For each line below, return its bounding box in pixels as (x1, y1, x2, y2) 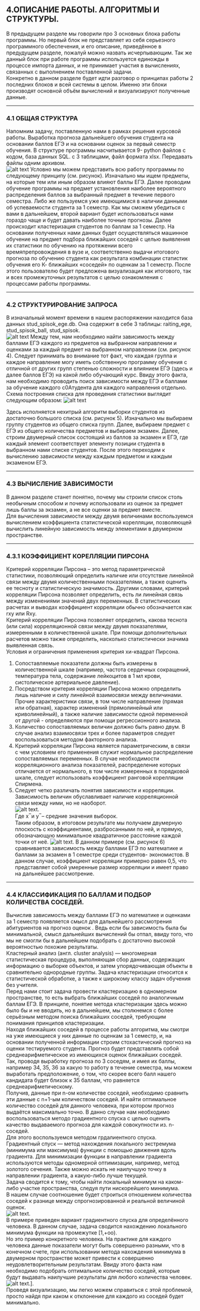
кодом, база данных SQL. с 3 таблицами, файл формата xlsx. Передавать (6, 153, 193, 160)
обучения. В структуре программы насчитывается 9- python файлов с (6, 146, 186, 154)
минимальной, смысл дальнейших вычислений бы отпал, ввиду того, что (6, 931, 193, 938)
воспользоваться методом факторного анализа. (14, 736, 138, 743)
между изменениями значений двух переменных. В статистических (6, 597, 180, 604)
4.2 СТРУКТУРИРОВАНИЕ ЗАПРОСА (6, 301, 118, 309)
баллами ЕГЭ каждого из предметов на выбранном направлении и (6, 340, 177, 347)
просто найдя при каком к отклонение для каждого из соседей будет (6, 1292, 184, 1300)
